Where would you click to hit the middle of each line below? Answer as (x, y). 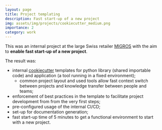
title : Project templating (33, 14)
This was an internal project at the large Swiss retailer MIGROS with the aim (81, 46)
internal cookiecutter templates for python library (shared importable (81, 70)
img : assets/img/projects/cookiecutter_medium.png (58, 23)
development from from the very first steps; (56, 101)
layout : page (18, 10)
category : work (21, 32)
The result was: (21, 61)
